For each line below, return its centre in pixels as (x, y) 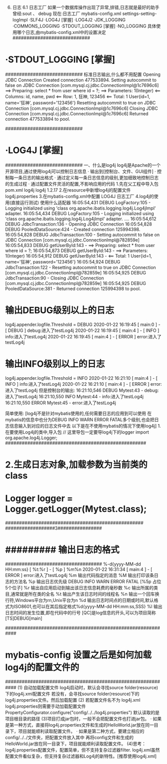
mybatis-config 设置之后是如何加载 (79, 655)
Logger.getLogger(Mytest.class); (76, 509)
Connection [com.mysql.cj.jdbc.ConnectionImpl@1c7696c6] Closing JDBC (82, 108)
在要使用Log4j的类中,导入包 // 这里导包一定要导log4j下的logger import (77, 432)
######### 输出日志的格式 (62, 550)
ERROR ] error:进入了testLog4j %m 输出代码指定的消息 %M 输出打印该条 (80, 575)
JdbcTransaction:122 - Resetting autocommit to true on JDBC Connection (81, 267)
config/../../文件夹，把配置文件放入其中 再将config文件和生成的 (69, 737)
